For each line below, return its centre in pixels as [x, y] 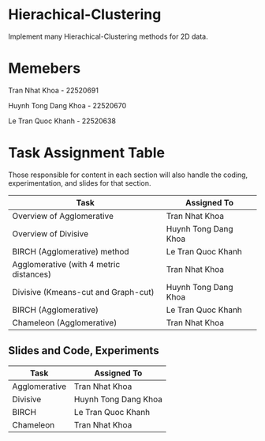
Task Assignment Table [87, 153]
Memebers [45, 68]
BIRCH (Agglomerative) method [71, 251]
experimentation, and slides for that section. [80, 183]
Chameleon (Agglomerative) [65, 322]
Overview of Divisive [50, 233]
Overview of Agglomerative [63, 216]
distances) [32, 274]
